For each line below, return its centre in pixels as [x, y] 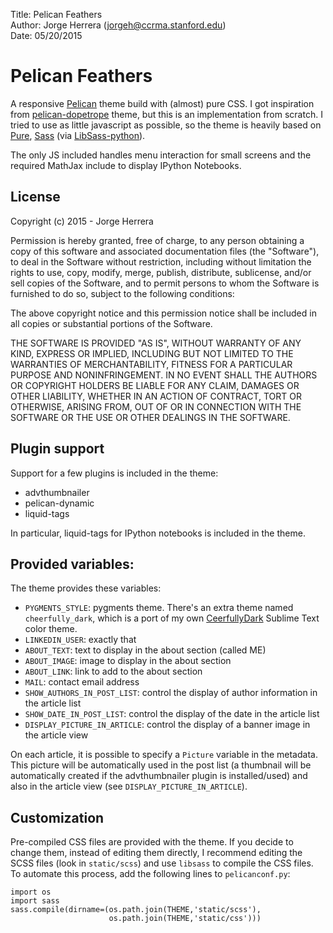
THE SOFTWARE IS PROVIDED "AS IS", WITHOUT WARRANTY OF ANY [156, 343]
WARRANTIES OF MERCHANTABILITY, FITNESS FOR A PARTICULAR [151, 364]
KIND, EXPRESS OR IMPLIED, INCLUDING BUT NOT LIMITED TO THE [152, 353]
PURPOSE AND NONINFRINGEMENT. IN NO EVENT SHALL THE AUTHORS [164, 375]
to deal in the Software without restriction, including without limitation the [161, 261]
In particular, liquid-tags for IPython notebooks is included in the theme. [158, 533]
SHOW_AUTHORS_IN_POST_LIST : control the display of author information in [171, 693]
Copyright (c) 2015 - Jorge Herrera [82, 221]
